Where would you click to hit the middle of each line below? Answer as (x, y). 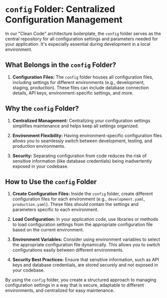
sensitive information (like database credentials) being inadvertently (82, 161)
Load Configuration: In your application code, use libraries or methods (85, 219)
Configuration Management (64, 20)
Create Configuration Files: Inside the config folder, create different (83, 194)
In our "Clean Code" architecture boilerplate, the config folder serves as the (83, 33)
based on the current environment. (48, 230)
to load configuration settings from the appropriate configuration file (83, 224)
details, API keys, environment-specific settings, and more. (73, 93)
